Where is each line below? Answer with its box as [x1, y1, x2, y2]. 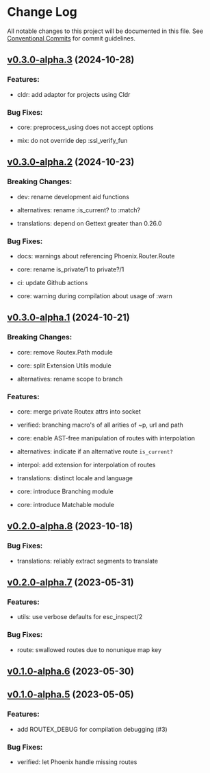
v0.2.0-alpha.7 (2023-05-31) [7, 576, 135, 588]
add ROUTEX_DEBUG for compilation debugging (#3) [16, 725, 168, 733]
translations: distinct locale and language [16, 473, 133, 482]
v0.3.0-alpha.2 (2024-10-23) [7, 156, 135, 168]
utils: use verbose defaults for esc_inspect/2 [16, 613, 143, 621]
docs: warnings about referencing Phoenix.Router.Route [16, 251, 175, 260]
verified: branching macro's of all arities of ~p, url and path [16, 421, 183, 429]
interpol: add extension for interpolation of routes [16, 460, 156, 469]
